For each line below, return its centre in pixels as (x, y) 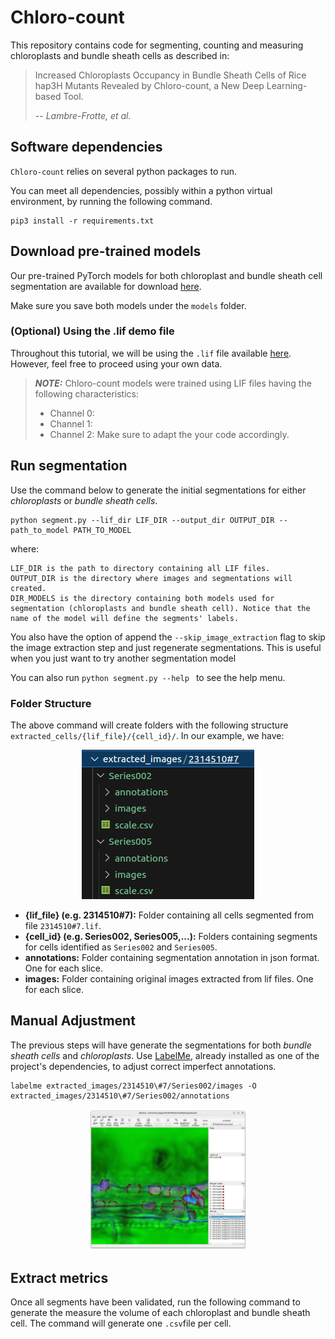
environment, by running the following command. (111, 201)
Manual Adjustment (73, 1021)
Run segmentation (69, 466)
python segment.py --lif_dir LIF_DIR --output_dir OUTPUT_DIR (142, 520)
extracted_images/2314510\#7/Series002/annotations (120, 1096)
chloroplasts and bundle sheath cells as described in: (120, 55)
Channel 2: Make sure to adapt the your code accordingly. (169, 434)
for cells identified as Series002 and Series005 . (121, 947)
